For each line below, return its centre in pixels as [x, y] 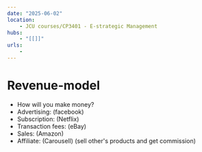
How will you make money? [55, 104]
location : [21, 20]
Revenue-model [54, 86]
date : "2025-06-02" [35, 13]
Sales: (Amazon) [40, 134]
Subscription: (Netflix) [48, 119]
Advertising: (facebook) [50, 112]
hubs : [15, 33]
